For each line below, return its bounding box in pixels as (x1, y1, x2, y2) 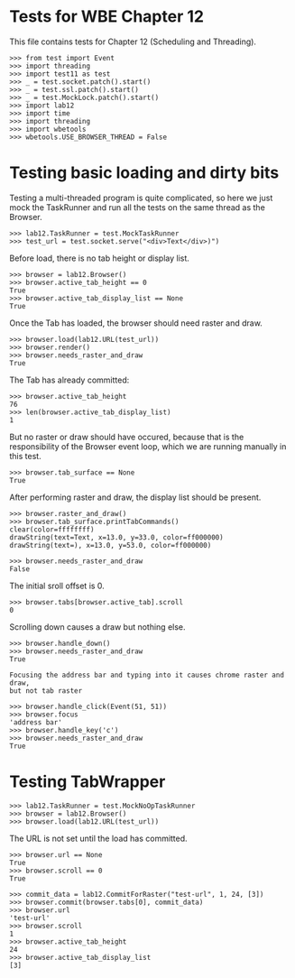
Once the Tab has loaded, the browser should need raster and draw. (9, 318, 263, 328)
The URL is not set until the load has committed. (9, 833, 188, 844)
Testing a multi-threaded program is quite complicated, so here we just (9, 192, 273, 203)
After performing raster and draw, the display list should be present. (9, 492, 262, 503)
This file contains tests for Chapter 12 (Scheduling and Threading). (9, 36, 257, 47)
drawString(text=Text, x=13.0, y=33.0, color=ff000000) (9, 532, 224, 542)
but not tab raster (9, 686, 83, 696)
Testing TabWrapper (9, 771, 166, 792)
